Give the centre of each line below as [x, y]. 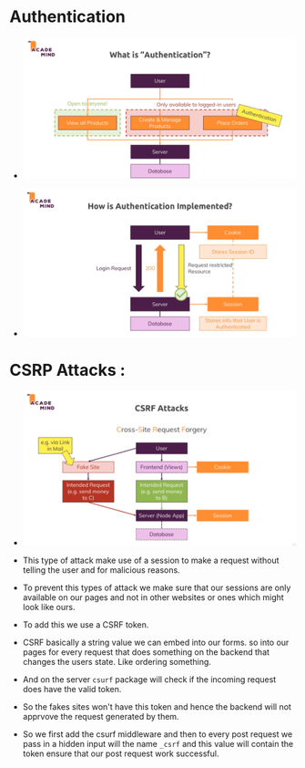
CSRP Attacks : [67, 370]
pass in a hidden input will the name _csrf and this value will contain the [158, 743]
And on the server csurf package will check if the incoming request [149, 679]
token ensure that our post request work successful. [121, 753]
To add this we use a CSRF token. [86, 624]
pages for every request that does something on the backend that [146, 652]
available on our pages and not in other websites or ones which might [153, 597]
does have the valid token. [72, 689]
